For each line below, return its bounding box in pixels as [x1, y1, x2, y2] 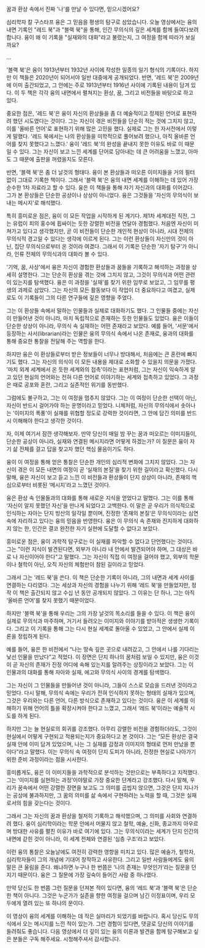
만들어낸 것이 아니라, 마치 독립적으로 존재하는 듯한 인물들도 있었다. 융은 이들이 [12, 314, 199, 322]
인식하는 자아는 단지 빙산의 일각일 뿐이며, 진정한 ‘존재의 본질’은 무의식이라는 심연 [6, 509, 199, 517]
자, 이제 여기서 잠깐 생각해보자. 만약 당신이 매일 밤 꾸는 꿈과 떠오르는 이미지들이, [6, 430, 197, 437]
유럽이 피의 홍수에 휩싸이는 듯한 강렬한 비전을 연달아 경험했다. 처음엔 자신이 [12, 220, 193, 227]
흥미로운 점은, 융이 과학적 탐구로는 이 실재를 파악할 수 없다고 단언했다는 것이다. [6, 538, 194, 545]
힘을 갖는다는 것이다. [22, 799, 72, 806]
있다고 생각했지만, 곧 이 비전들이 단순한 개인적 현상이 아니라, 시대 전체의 [22, 228, 194, 234]
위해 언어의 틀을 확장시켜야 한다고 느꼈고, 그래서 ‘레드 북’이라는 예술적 [22, 705, 188, 711]
